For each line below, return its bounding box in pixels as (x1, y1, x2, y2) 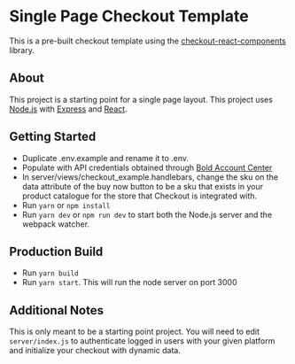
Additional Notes (9, 303, 105, 318)
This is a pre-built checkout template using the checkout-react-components (9, 35, 286, 46)
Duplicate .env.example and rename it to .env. (21, 152, 189, 163)
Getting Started (9, 129, 97, 144)
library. (9, 44, 35, 55)
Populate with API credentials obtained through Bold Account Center (21, 162, 273, 173)
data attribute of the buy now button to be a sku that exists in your (21, 181, 264, 191)
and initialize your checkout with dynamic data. (9, 345, 182, 356)
